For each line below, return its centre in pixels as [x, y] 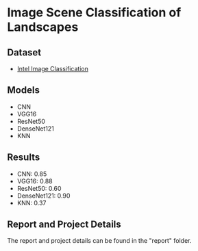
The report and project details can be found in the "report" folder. [99, 241]
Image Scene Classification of [94, 13]
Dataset [24, 52]
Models [23, 90]
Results [24, 158]
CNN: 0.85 [32, 174]
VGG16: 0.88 [35, 181]
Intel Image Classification [53, 69]
